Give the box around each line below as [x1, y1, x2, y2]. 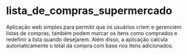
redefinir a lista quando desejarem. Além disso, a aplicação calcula [6, 36, 168, 43]
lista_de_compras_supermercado [6, 4, 172, 18]
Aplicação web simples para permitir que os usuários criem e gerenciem [6, 23, 182, 30]
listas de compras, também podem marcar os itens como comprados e [6, 29, 178, 36]
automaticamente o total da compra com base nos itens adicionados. [6, 42, 173, 49]
